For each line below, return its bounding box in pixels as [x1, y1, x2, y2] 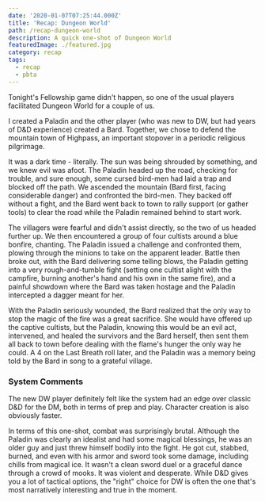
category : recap [8, 48, 62, 56]
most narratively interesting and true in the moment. [8, 485, 178, 494]
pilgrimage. [8, 141, 45, 151]
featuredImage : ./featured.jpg [8, 41, 112, 49]
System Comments [8, 376, 84, 387]
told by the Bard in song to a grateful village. [8, 356, 153, 366]
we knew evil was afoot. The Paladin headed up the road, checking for [8, 165, 238, 174]
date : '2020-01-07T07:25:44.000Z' [8, 11, 123, 20]
